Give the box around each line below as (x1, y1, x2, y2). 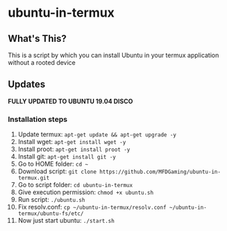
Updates (8, 79, 46, 90)
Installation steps (8, 114, 68, 124)
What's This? (8, 33, 67, 45)
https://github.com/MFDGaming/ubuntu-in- (99, 168, 221, 175)
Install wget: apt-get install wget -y (17, 138, 126, 146)
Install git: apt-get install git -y (17, 152, 117, 161)
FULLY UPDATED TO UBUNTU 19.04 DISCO (8, 97, 133, 105)
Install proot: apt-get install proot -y (17, 145, 131, 154)
